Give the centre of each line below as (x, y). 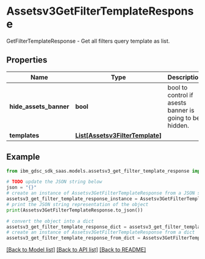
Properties (27, 60)
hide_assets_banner (39, 106)
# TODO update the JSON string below (54, 182)
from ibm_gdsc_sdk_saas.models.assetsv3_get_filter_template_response (98, 171)
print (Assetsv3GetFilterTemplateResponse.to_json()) (75, 210)
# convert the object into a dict (50, 221)
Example (23, 157)
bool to (178, 88)
